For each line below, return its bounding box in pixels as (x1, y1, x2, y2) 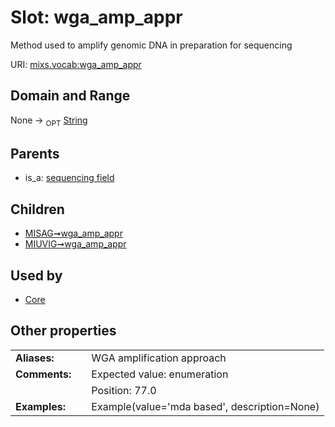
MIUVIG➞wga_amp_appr (24, 238, 127, 250)
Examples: (15, 399, 67, 413)
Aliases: (15, 351, 55, 365)
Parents (10, 145, 60, 162)
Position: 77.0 (91, 383, 157, 397)
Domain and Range (10, 87, 131, 105)
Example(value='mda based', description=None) (91, 399, 320, 413)
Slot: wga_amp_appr (10, 6, 183, 29)
